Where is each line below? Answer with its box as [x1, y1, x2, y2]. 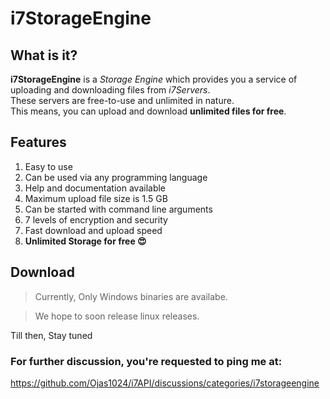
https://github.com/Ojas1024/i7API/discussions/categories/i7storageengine [10, 377, 320, 389]
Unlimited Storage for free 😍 [24, 235, 147, 247]
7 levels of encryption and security [24, 213, 168, 226]
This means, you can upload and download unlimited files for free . [10, 105, 287, 117]
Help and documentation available [24, 182, 167, 194]
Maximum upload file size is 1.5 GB [24, 192, 168, 204]
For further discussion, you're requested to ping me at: [10, 354, 283, 368]
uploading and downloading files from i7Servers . [10, 84, 211, 96]
